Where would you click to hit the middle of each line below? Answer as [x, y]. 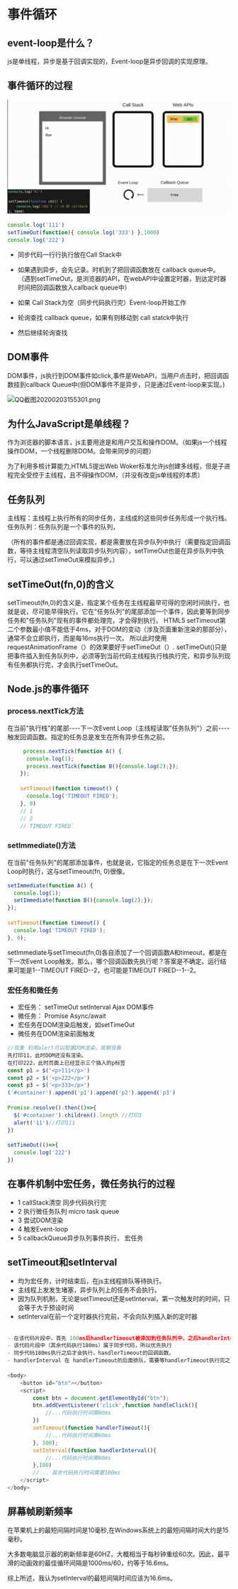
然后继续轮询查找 [42, 332]
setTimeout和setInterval [62, 1262]
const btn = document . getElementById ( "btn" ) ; [101, 1398]
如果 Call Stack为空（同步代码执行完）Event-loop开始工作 [102, 302]
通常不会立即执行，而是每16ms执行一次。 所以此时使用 [87, 638]
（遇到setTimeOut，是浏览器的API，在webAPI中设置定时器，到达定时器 [122, 278]
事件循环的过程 [40, 86]
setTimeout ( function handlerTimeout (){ [92, 1428]
